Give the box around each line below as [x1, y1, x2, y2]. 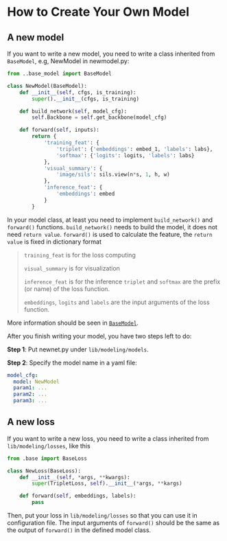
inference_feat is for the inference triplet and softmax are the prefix [23, 277, 221, 286]
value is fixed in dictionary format [7, 238, 101, 246]
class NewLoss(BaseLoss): [7, 468, 81, 474]
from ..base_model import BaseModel [7, 70, 112, 77]
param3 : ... [13, 398, 48, 404]
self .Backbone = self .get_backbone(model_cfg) [32, 114, 167, 121]
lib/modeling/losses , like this [7, 441, 91, 450]
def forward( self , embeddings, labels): [19, 492, 136, 500]
